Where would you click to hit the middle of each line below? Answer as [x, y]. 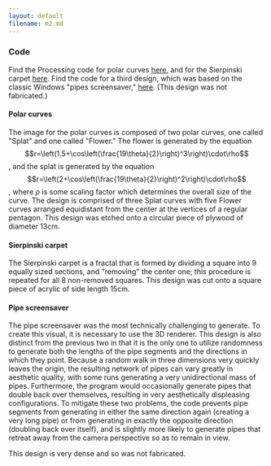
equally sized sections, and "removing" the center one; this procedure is [130, 272]
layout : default [36, 16]
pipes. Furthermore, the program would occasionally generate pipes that [130, 386]
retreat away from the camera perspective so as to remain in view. [119, 438]
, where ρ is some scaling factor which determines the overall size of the [130, 192]
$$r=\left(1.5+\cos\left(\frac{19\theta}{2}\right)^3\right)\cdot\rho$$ [137, 154]
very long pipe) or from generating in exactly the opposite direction [121, 420]
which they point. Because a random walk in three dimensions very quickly [134, 360]
